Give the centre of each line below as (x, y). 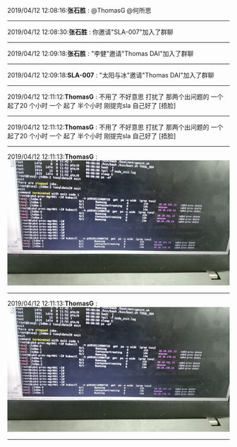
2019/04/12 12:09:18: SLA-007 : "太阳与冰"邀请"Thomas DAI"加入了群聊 (111, 75)
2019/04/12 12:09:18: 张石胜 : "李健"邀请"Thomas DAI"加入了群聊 (101, 54)
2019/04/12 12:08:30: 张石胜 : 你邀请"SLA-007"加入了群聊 (90, 32)
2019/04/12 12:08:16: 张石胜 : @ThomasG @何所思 (79, 10)
